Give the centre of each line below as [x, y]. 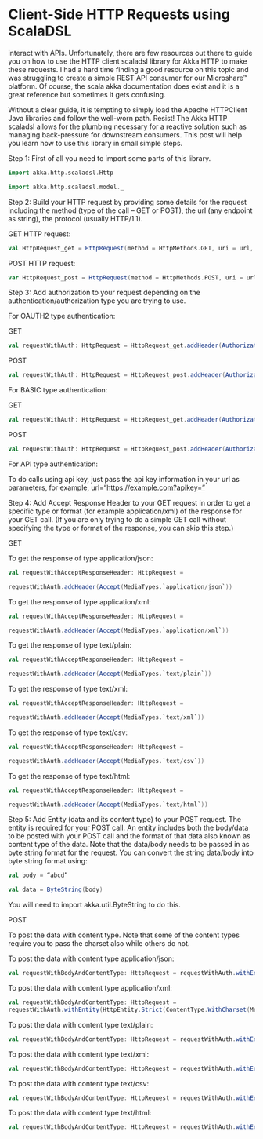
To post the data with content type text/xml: [79, 1054]
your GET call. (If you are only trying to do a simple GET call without [117, 519]
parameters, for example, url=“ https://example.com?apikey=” [107, 487]
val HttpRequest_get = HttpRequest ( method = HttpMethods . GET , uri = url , [131, 248]
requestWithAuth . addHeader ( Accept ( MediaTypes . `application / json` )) [121, 586]
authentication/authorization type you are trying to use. [97, 301]
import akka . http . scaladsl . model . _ [66, 187]
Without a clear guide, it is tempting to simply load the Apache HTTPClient [128, 110]
